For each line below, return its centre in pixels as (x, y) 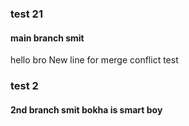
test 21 (26, 14)
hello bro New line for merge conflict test (94, 60)
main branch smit (47, 38)
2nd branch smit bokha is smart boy (86, 109)
